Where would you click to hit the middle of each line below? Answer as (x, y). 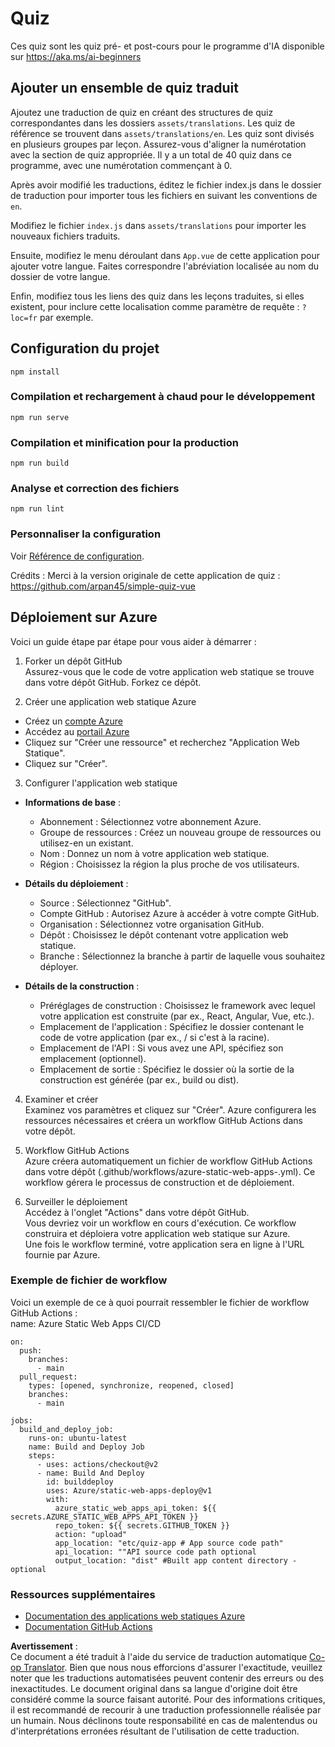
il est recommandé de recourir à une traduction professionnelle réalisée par (166, 1710)
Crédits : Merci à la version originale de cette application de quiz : (145, 575)
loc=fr (24, 318)
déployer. (59, 966)
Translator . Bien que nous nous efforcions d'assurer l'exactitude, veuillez (173, 1668)
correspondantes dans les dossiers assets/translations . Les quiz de (153, 123)
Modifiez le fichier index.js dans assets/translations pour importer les (158, 225)
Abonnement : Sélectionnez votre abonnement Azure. (150, 821)
